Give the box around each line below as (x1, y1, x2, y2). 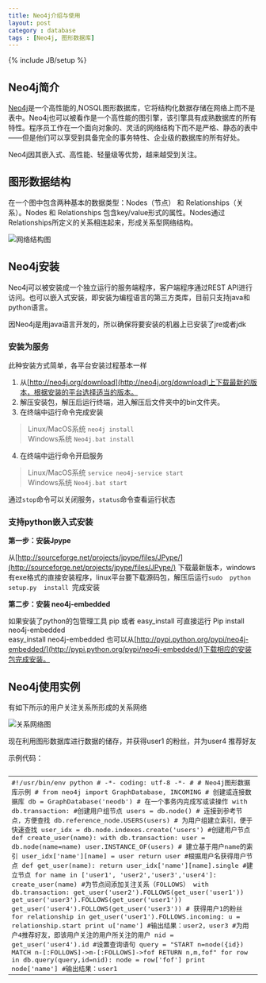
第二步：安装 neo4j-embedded (8, 599, 111, 609)
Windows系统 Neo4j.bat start (27, 477, 128, 487)
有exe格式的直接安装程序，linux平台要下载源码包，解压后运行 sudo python (8, 572, 252, 582)
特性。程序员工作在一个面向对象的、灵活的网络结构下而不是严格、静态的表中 (8, 123, 258, 133)
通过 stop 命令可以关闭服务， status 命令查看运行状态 (8, 494, 176, 504)
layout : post (8, 19, 51, 27)
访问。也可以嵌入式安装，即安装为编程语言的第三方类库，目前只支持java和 (8, 292, 251, 302)
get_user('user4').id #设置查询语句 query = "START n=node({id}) (11, 940, 244, 949)
